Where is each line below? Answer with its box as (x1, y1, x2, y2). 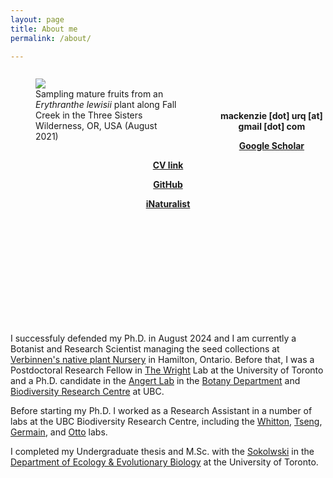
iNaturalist (145, 198, 191, 210)
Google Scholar (238, 140, 305, 152)
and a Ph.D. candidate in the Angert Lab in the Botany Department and (10, 375, 301, 387)
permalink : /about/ (10, 33, 92, 43)
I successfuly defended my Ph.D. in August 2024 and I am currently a (10, 332, 297, 345)
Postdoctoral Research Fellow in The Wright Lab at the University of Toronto (10, 364, 324, 376)
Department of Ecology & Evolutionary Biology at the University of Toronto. (10, 456, 319, 468)
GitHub (153, 179, 183, 191)
